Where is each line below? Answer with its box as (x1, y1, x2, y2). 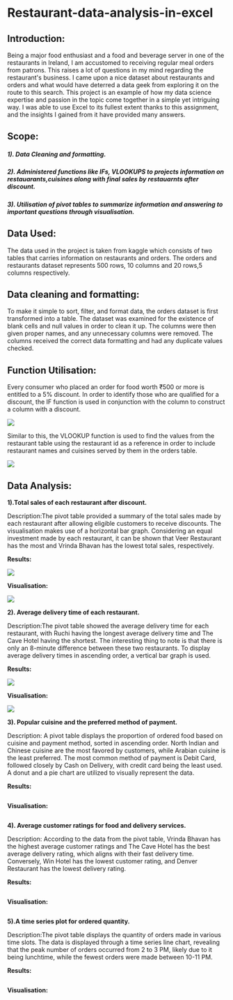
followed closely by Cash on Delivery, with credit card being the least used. (7, 761, 223, 769)
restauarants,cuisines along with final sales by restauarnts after (7, 175, 199, 183)
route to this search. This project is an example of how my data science (7, 89, 212, 96)
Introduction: (7, 33, 65, 45)
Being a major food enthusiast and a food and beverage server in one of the (7, 51, 225, 59)
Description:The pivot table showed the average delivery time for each (7, 621, 209, 630)
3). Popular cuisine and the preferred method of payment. (7, 718, 178, 726)
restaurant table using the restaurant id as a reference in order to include (7, 439, 216, 448)
